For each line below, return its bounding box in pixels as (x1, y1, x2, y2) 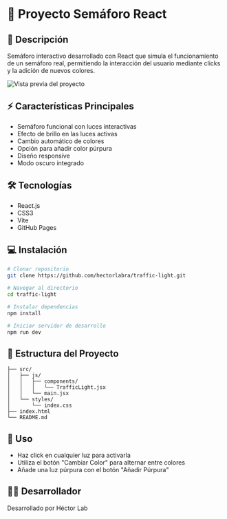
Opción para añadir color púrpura (17, 144, 112, 152)
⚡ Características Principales (7, 100, 134, 112)
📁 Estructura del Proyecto (7, 348, 119, 359)
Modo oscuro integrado (17, 158, 85, 167)
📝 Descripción (7, 34, 69, 45)
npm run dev (7, 328, 41, 336)
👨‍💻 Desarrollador (7, 485, 82, 498)
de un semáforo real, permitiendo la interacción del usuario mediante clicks (7, 59, 221, 67)
